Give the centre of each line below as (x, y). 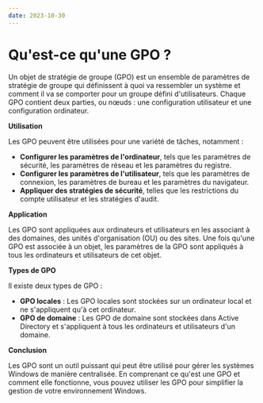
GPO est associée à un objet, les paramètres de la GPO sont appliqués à (126, 246)
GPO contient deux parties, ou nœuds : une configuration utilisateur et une (130, 102)
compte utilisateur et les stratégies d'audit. (90, 198)
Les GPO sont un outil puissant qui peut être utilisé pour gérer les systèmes (131, 365)
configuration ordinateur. (49, 110)
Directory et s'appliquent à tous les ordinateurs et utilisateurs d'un (128, 326)
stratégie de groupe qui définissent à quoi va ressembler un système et (124, 85)
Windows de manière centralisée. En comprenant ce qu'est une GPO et (124, 374)
